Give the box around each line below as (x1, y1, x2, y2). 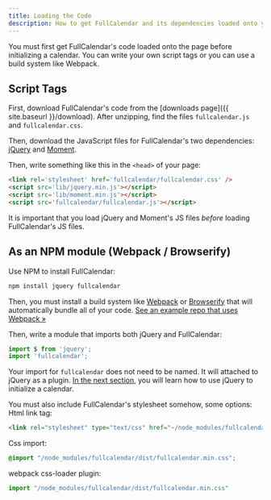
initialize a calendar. (8, 384, 74, 394)
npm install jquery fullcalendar (8, 281, 121, 290)
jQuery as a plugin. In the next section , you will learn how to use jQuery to (8, 376, 253, 385)
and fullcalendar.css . (8, 120, 83, 130)
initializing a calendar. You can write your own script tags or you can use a (8, 50, 256, 60)
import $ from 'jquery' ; (8, 344, 92, 353)
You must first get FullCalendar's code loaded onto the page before (8, 41, 232, 51)
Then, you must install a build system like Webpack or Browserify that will (8, 296, 252, 306)
